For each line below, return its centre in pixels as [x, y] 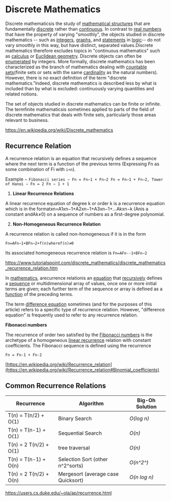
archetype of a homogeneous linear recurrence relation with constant [78, 340]
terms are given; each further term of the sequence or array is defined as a [84, 289]
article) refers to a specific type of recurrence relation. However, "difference [85, 309]
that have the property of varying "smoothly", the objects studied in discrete [85, 34]
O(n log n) [141, 477]
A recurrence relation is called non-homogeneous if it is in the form [76, 234]
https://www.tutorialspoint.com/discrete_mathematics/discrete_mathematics [85, 262]
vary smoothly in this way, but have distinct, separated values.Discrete [79, 45]
